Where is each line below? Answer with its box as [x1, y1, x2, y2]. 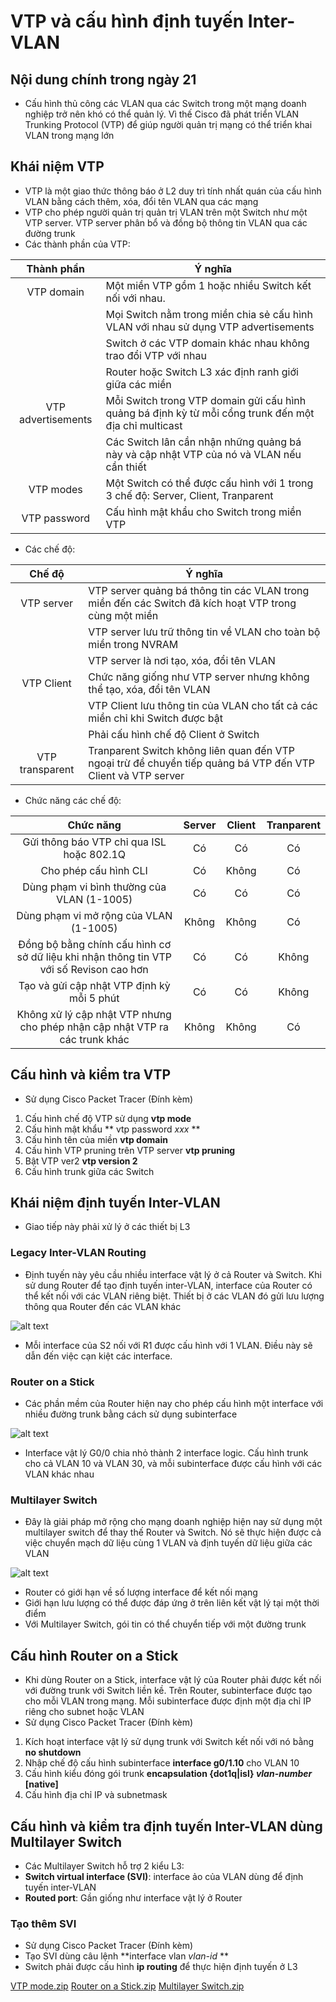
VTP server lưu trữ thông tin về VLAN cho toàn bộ [88, 625, 321, 639]
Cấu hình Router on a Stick [10, 1647, 179, 1664]
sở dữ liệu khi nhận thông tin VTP [16, 950, 172, 964]
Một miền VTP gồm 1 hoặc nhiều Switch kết [105, 278, 312, 292]
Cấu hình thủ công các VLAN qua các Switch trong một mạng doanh [24, 98, 307, 109]
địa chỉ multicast [105, 418, 183, 432]
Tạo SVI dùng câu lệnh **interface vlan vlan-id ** [24, 1950, 229, 1962]
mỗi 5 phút [69, 991, 120, 1005]
